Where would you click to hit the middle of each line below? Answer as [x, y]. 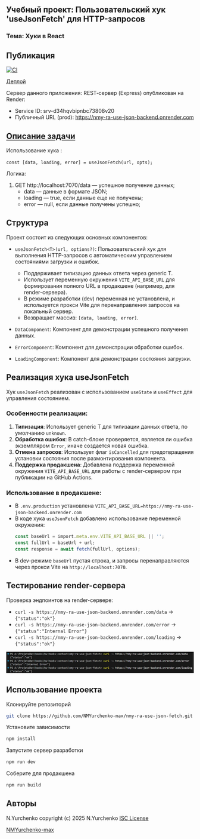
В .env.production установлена [54, 506]
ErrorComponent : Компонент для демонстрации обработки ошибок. [99, 347]
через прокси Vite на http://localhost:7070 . [71, 567]
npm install [21, 739]
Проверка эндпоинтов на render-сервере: [60, 600]
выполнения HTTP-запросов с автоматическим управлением [93, 255]
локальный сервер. [48, 311]
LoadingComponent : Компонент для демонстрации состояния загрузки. [103, 358]
